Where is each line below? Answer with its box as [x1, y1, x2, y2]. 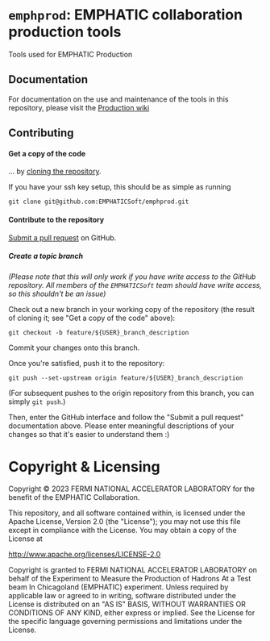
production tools [8, 23, 122, 41]
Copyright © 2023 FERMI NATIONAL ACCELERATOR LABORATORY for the [8, 484, 255, 493]
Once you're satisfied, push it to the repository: [8, 358, 165, 368]
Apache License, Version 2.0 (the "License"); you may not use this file [8, 517, 241, 527]
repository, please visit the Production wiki [8, 102, 150, 112]
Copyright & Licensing [8, 457, 160, 476]
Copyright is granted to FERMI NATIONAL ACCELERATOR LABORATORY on [8, 565, 258, 575]
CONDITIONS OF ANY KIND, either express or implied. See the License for [8, 608, 255, 618]
